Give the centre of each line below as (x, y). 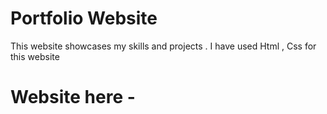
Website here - (73, 97)
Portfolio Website (84, 18)
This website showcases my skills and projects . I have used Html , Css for (163, 46)
